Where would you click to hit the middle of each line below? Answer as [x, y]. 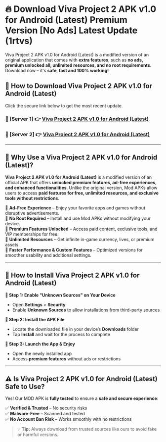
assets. [12, 245]
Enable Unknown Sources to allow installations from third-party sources [86, 310]
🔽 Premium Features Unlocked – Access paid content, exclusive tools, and [81, 229]
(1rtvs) [19, 41]
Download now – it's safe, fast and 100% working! [57, 70]
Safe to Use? [25, 386]
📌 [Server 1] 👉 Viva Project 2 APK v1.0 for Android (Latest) [77, 119]
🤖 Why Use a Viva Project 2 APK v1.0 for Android [81, 158]
